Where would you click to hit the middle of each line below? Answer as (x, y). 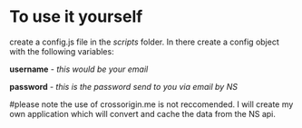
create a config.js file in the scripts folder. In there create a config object (144, 42)
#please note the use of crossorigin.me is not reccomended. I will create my (151, 104)
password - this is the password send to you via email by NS (124, 86)
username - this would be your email (79, 69)
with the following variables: (62, 51)
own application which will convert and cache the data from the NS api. (143, 113)
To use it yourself (76, 17)
